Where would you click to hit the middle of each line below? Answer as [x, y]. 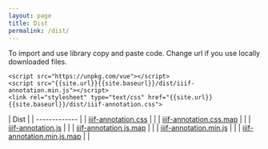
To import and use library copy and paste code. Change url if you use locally [134, 54]
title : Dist [28, 23]
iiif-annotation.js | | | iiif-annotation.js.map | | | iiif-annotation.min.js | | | [125, 128]
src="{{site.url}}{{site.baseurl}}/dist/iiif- [116, 84]
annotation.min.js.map [45, 136]
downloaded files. [38, 62]
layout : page [30, 16]
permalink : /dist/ [39, 30]
